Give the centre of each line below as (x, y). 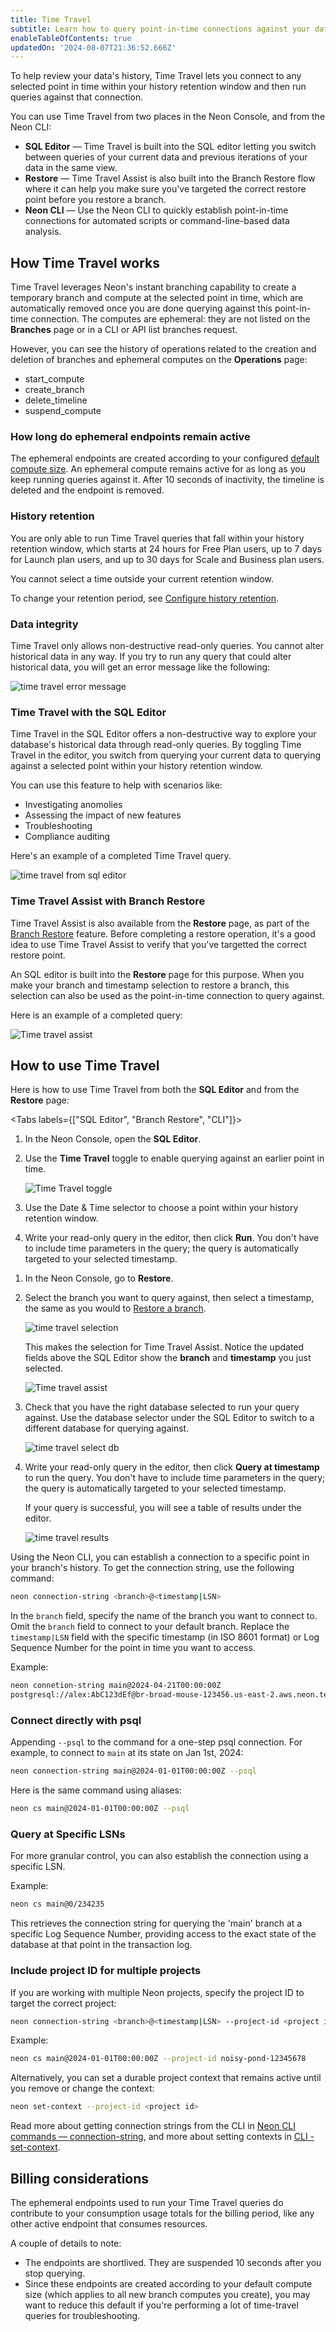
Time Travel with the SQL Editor (88, 712)
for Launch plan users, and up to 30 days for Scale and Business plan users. (167, 559)
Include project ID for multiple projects (106, 1971)
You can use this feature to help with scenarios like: (116, 785)
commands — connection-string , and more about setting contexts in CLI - (162, 2137)
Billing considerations (80, 2178)
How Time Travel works (85, 262)
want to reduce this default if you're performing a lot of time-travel (161, 2305)
